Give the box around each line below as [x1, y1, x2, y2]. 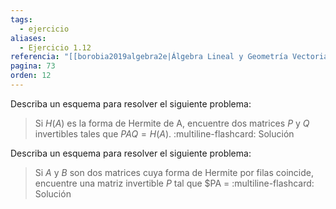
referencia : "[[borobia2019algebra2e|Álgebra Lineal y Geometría [10, 52, 288, 62]
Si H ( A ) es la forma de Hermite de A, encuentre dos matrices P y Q [34, 117, 310, 129]
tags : [10, 14, 33, 25]
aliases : [10, 33, 47, 43]
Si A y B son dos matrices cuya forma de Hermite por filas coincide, [34, 166, 314, 178]
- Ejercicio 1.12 [19, 42, 92, 53]
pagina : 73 [10, 61, 56, 71]
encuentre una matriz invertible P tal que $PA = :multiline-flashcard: [34, 177, 315, 189]
